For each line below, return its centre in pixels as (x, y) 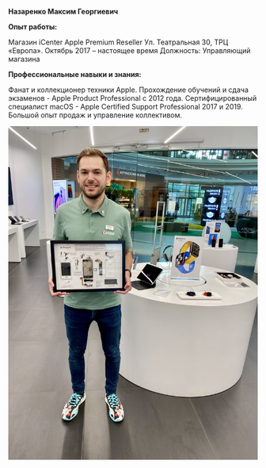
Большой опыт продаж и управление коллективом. (95, 115)
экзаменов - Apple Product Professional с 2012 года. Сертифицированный (133, 98)
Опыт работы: (33, 27)
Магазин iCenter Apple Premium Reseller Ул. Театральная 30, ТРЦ (118, 42)
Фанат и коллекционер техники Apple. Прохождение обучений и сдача (129, 90)
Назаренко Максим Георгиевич (63, 12)
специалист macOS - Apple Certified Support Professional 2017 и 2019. (125, 107)
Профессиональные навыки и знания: (75, 74)
